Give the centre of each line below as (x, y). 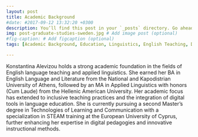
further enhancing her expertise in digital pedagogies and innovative (89, 122)
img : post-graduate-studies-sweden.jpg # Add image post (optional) (92, 34)
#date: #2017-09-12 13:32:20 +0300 (50, 22)
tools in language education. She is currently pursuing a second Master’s (95, 103)
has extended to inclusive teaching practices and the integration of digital (95, 97)
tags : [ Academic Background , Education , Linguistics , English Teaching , (97, 45)
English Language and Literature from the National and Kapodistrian (88, 78)
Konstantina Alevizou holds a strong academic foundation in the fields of (94, 66)
